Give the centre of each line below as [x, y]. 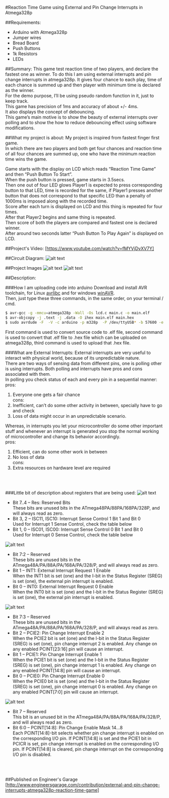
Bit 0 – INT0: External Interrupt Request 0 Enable [63, 586]
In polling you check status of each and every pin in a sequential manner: [81, 379]
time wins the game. [26, 159]
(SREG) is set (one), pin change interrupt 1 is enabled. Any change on [84, 665]
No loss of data [28, 457]
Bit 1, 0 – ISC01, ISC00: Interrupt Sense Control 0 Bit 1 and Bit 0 [78, 529]
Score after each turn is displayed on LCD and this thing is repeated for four [84, 206]
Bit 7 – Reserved [29, 711]
